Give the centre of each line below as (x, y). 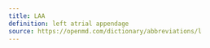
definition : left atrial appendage (69, 24)
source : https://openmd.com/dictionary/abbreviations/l (105, 31)
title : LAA (27, 16)
